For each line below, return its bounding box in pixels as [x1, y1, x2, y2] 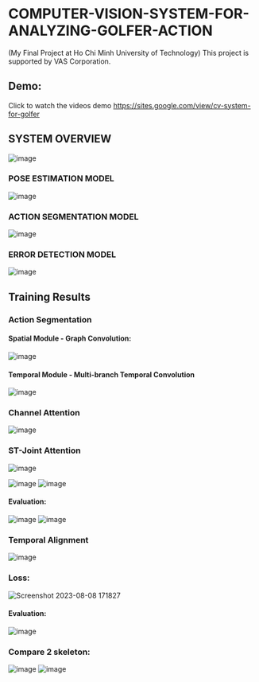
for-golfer [8, 109, 40, 119]
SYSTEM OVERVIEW [8, 132, 112, 146]
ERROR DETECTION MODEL [8, 249, 117, 260]
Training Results [8, 290, 91, 303]
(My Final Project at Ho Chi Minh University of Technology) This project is [8, 48, 249, 57]
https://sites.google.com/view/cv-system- [113, 100, 252, 110]
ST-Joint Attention [8, 445, 81, 456]
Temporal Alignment [8, 534, 89, 545]
